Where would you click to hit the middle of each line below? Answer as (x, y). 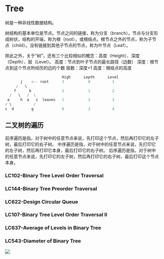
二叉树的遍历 (24, 125)
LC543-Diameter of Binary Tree (43, 241)
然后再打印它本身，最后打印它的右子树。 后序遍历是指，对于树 (89, 150)
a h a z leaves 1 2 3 (61, 100)
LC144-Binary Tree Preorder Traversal (51, 189)
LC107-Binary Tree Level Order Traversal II (56, 215)
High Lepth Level (90, 77)
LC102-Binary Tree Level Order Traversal (54, 175)
